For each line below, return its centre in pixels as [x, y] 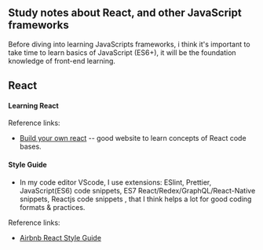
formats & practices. [52, 207]
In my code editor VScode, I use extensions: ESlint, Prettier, [115, 182]
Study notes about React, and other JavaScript [125, 13]
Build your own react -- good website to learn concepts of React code [133, 138]
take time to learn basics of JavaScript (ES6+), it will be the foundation [122, 52]
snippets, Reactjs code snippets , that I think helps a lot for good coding [135, 199]
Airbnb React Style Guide [60, 237]
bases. [30, 147]
